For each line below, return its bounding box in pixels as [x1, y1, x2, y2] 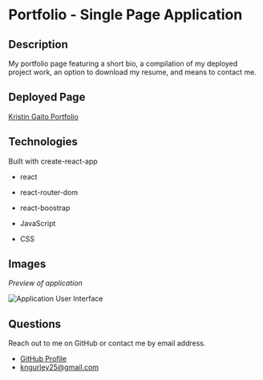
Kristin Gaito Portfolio [8, 111, 79, 121]
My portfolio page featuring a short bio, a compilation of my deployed [8, 59, 238, 68]
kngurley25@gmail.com [19, 362, 99, 372]
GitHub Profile [19, 354, 67, 364]
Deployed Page [8, 91, 86, 104]
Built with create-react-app [8, 156, 98, 166]
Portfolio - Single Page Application [8, 6, 243, 24]
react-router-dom [19, 187, 79, 197]
